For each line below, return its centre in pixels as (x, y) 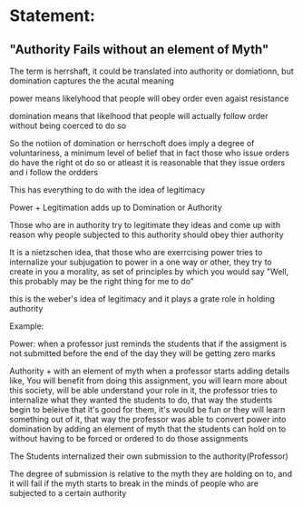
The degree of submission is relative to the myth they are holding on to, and (151, 474)
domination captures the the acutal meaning (92, 81)
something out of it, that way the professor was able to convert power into (148, 419)
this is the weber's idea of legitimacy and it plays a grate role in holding (142, 299)
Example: (27, 326)
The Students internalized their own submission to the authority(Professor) (149, 456)
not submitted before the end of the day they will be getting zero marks (142, 353)
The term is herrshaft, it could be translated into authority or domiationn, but (151, 71)
